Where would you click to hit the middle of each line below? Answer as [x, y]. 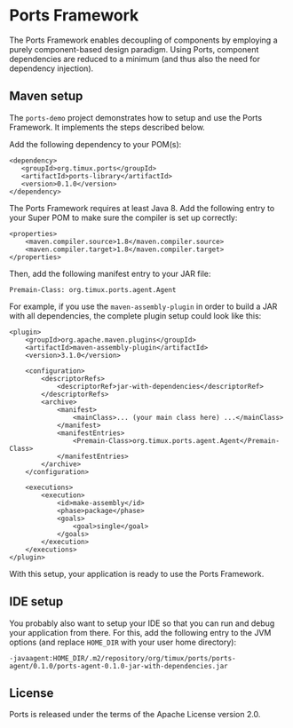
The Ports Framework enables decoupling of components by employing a [143, 40]
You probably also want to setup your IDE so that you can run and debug [142, 623]
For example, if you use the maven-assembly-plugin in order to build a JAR [143, 306]
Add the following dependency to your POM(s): [95, 144]
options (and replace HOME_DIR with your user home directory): [123, 642]
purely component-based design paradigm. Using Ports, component [134, 49]
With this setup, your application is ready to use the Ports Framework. [137, 574]
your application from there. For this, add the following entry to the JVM [140, 632]
